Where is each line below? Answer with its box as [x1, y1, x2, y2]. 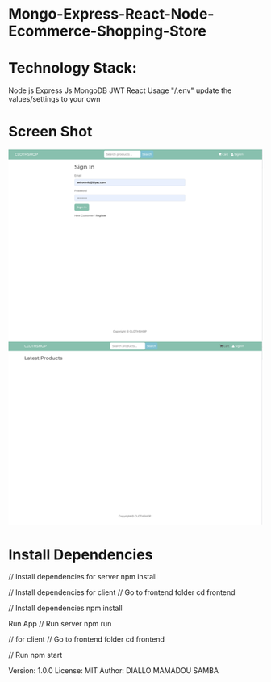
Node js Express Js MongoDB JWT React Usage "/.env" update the [8, 86, 232, 95]
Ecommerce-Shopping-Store [8, 22, 207, 40]
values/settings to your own [8, 94, 101, 104]
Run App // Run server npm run [8, 619, 112, 629]
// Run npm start [8, 651, 63, 660]
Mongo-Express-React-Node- [8, 5, 215, 23]
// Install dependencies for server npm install [8, 572, 157, 582]
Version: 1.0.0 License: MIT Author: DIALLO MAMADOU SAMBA [8, 666, 219, 676]
